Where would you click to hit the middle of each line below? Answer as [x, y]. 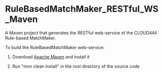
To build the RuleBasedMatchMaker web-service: [55, 47]
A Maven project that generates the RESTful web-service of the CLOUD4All [81, 33]
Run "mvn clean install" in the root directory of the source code [76, 66]
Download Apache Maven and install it [51, 56]
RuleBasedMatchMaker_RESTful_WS [82, 9]
